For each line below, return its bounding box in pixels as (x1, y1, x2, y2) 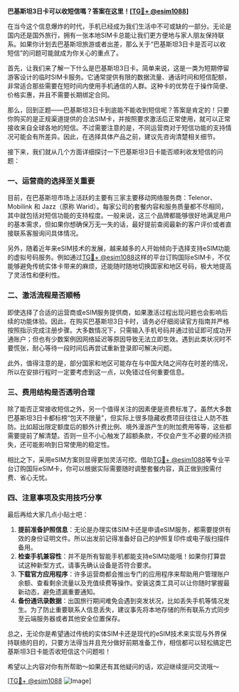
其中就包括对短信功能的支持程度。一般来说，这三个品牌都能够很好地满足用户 (7, 211, 232, 220)
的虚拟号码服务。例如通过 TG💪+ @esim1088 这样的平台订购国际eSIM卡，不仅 (7, 253, 231, 262)
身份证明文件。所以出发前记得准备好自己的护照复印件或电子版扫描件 (30, 534, 230, 543)
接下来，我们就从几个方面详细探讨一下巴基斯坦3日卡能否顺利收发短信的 (7, 147, 217, 156)
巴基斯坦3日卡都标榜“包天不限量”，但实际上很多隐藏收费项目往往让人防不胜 (7, 413, 229, 422)
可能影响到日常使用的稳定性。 (26, 440, 114, 449)
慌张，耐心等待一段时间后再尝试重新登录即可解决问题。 (13, 343, 176, 352)
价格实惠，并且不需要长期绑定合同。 (7, 90, 114, 99)
